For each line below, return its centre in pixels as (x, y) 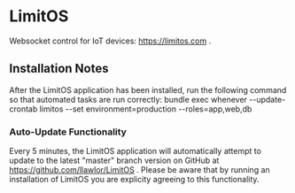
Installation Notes (59, 69)
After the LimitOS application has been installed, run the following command (148, 89)
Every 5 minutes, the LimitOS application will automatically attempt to (135, 151)
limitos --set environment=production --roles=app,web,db (146, 109)
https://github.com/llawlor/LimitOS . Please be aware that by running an (140, 170)
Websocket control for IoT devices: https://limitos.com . (110, 41)
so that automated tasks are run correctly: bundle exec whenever (128, 99)
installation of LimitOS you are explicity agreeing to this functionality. (134, 180)
